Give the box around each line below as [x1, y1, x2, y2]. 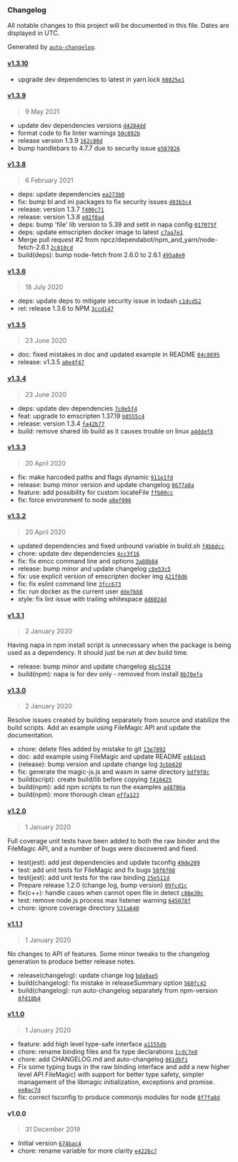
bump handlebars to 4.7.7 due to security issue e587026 [17, 144, 180, 152]
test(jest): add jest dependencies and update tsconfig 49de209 [17, 858, 200, 866]
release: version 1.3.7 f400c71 [17, 205, 104, 214]
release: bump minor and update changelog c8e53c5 [17, 564, 172, 573]
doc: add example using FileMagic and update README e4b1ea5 [17, 752, 206, 761]
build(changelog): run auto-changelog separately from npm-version [17, 986, 218, 994]
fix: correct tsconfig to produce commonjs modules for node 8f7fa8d [17, 1093, 220, 1101]
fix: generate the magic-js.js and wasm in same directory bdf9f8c [17, 768, 210, 776]
